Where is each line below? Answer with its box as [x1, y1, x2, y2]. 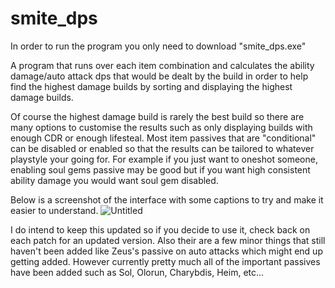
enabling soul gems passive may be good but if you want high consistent [10, 163, 311, 176]
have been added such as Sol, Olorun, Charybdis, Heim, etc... [10, 266, 265, 278]
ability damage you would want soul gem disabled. [10, 174, 219, 186]
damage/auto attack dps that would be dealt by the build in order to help [10, 70, 309, 82]
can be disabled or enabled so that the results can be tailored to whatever [10, 142, 315, 154]
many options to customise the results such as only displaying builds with [10, 121, 313, 133]
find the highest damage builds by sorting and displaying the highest [10, 80, 293, 92]
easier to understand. [10, 204, 99, 216]
